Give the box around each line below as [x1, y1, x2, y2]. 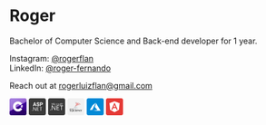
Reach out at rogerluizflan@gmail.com [9, 80, 153, 91]
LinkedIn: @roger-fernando [9, 62, 112, 73]
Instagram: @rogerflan [9, 53, 94, 63]
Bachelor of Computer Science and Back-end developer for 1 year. [9, 35, 258, 46]
